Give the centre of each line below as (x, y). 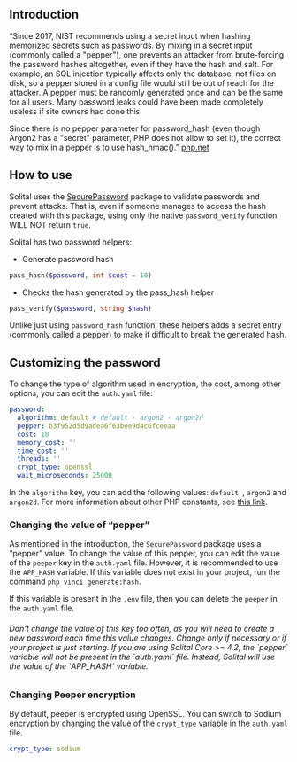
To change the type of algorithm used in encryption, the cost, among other (145, 384)
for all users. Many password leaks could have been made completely (136, 102)
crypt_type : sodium (45, 749)
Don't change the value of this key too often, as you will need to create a (142, 628)
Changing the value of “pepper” (80, 525)
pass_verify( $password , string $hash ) (80, 308)
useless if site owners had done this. (76, 111)
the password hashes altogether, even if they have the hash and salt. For (141, 64)
